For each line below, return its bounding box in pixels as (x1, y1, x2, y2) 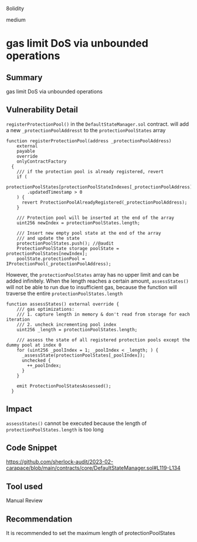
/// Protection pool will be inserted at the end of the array (16, 215, 175, 221)
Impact (6, 404, 32, 414)
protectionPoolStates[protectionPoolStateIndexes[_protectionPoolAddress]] (6, 184, 195, 190)
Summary (6, 73, 43, 83)
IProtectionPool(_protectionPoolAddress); (6, 260, 111, 267)
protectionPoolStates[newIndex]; (6, 251, 88, 256)
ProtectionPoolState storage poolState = (16, 245, 119, 251)
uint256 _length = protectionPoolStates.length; (16, 327, 138, 332)
